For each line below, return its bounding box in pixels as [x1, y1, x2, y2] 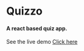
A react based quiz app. [6, 24, 68, 32]
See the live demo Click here [6, 38, 78, 46]
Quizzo [6, 4, 43, 18]
